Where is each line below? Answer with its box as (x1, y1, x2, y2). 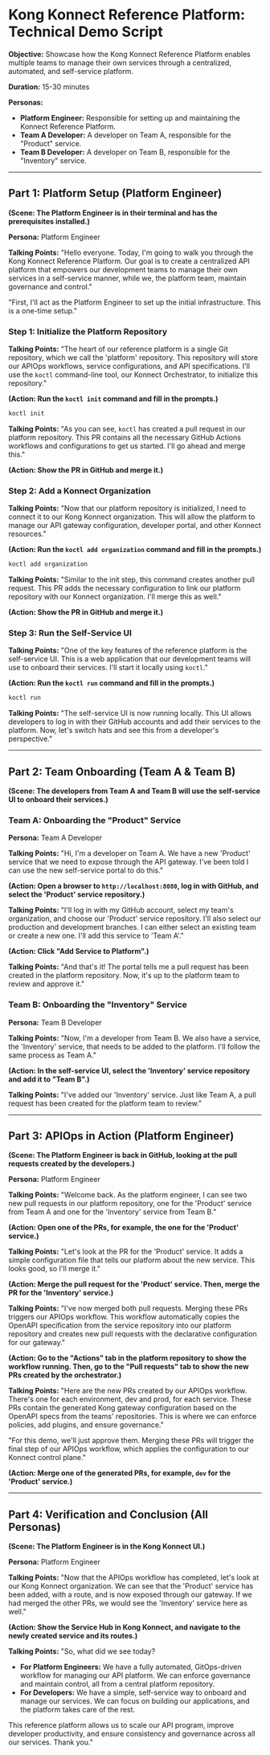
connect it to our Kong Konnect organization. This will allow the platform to (8, 512, 256, 522)
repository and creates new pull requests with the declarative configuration (8, 1329, 257, 1339)
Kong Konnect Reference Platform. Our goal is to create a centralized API (8, 256, 251, 266)
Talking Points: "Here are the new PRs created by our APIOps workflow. (8, 1386, 247, 1396)
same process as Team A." (8, 1050, 97, 1060)
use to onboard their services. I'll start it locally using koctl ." (8, 663, 209, 673)
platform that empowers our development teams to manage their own (8, 264, 239, 274)
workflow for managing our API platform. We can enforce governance (19, 1671, 251, 1680)
